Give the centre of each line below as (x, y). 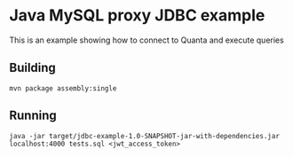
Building (32, 68)
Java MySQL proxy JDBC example (137, 16)
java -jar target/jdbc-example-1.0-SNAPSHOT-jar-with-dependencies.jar (144, 136)
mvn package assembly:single (63, 88)
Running (33, 116)
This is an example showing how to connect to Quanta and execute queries (146, 40)
